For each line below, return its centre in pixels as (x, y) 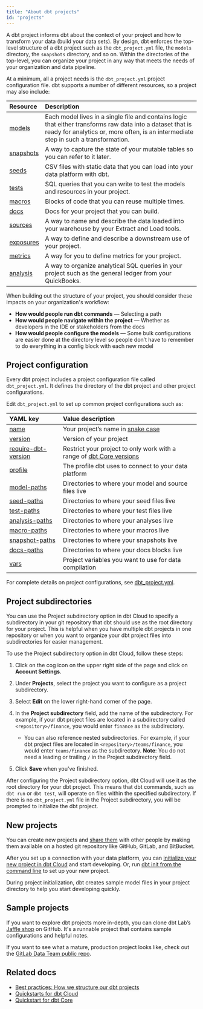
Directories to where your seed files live (119, 501)
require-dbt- (28, 449)
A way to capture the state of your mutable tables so (119, 149)
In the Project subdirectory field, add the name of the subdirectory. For (104, 713)
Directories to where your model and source (125, 483)
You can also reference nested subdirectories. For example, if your (107, 738)
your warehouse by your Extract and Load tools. (113, 229)
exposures (24, 242)
